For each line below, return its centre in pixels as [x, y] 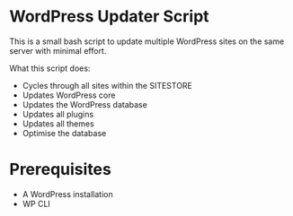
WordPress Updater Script [109, 17]
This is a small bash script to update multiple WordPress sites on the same [147, 41]
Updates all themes [58, 124]
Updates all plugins [58, 114]
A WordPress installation [68, 194]
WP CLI [36, 203]
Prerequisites [61, 170]
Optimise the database [64, 133]
